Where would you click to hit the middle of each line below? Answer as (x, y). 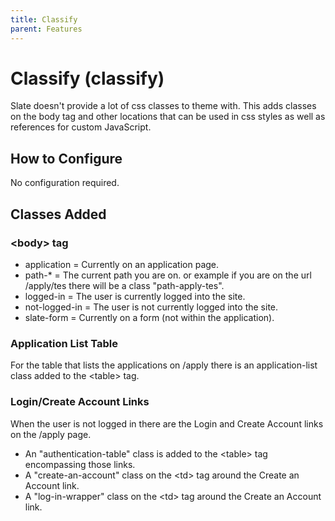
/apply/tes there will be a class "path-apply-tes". (124, 285)
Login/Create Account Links (80, 402)
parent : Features (46, 29)
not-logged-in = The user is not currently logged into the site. (151, 307)
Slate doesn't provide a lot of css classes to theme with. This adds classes (163, 106)
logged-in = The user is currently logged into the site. (135, 296)
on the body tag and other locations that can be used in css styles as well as (168, 117)
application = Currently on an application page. (122, 264)
